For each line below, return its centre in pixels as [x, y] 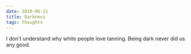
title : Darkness [26, 17]
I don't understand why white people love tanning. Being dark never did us [95, 39]
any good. [18, 45]
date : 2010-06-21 [27, 11]
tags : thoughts [25, 22]
